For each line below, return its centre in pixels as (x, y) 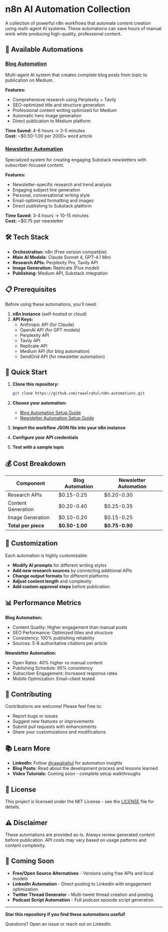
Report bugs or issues (35, 716)
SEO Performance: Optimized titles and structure (63, 632)
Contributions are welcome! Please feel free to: (54, 706)
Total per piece (26, 526)
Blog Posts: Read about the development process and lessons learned (85, 769)
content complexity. (25, 845)
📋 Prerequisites (31, 290)
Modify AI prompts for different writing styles (59, 565)
